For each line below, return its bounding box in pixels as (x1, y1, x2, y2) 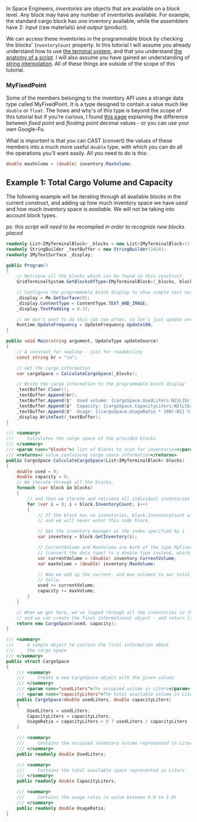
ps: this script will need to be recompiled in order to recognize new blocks (6, 223, 185, 230)
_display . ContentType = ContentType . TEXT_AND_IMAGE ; (16, 300, 148, 306)
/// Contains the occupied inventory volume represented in (16, 740, 177, 747)
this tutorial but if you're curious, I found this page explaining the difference (6, 113, 188, 120)
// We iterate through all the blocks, (16, 479, 114, 485)
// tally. (37, 577, 62, 583)
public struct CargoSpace (6, 658, 69, 664)
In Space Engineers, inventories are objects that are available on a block (6, 5, 180, 12)
